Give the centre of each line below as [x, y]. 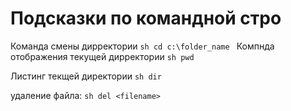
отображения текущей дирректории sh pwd [102, 56]
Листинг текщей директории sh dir [86, 76]
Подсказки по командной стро [146, 18]
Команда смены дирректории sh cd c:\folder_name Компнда [142, 46]
